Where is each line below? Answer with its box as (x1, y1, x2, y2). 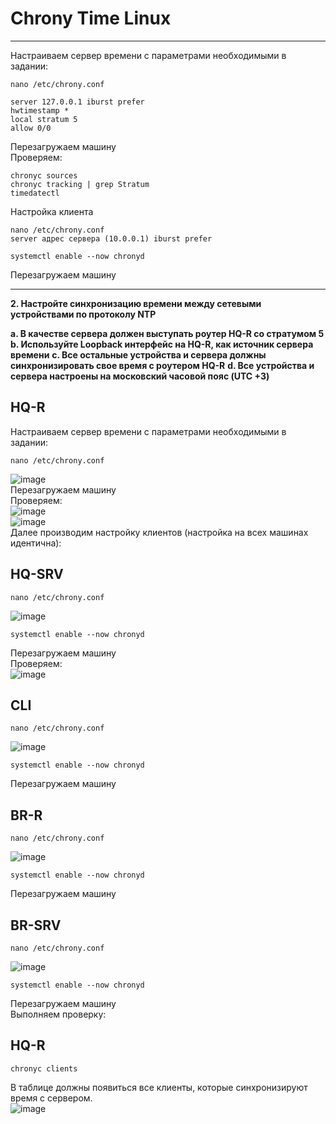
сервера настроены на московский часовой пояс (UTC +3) (10, 370, 270, 382)
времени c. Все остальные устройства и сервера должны (10, 348, 267, 361)
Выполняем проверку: (10, 1008, 107, 1020)
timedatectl (10, 188, 60, 198)
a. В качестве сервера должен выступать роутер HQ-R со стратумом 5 (10, 327, 325, 339)
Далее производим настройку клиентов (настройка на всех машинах (10, 526, 309, 538)
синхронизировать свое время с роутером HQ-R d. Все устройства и (10, 359, 315, 371)
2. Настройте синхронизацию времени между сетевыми (10, 297, 262, 309)
